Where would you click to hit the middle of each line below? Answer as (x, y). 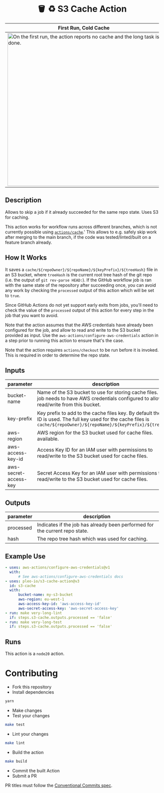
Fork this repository (32, 687)
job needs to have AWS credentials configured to (93, 399)
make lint (15, 743)
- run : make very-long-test (34, 622)
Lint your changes (30, 734)
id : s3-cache (23, 586)
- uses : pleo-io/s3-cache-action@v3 (42, 581)
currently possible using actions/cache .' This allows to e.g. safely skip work (81, 232)
